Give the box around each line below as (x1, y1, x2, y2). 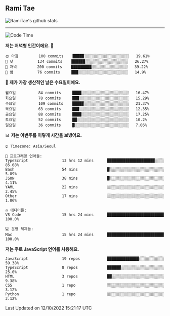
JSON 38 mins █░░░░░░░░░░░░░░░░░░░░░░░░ (5, 176, 164, 181)
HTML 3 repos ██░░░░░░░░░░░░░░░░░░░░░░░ (5, 273, 164, 279)
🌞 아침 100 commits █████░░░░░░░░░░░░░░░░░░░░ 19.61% (5, 53, 150, 59)
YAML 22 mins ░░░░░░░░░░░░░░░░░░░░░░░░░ (5, 184, 164, 189)
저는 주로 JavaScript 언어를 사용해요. (5, 246, 79, 252)
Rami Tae (5, 4, 35, 13)
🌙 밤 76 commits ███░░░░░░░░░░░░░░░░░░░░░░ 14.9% (5, 69, 147, 75)
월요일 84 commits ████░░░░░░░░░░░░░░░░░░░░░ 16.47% (5, 90, 150, 95)
